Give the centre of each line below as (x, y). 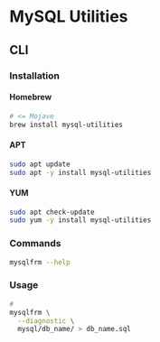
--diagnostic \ (46, 321)
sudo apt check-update (52, 212)
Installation (35, 76)
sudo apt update (40, 164)
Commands (35, 244)
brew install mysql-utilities (66, 125)
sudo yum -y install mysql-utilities (80, 220)
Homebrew (31, 97)
